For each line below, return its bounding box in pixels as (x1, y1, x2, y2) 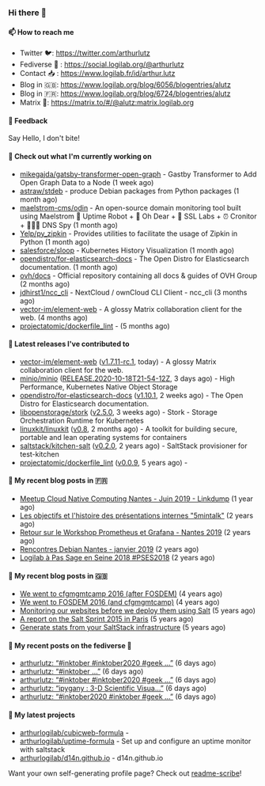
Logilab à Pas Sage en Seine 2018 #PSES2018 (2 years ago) (19, 552, 215, 562)
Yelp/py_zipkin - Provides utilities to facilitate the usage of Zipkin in (19, 229, 238, 238)
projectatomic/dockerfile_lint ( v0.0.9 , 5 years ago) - (19, 458, 188, 467)
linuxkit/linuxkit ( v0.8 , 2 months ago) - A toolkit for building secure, (19, 423, 237, 434)
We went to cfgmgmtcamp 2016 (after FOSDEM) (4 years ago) (19, 589, 223, 598)
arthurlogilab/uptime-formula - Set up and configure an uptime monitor (19, 736, 252, 746)
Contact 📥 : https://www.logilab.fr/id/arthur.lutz (19, 69, 176, 78)
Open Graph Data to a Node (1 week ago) (19, 177, 154, 187)
